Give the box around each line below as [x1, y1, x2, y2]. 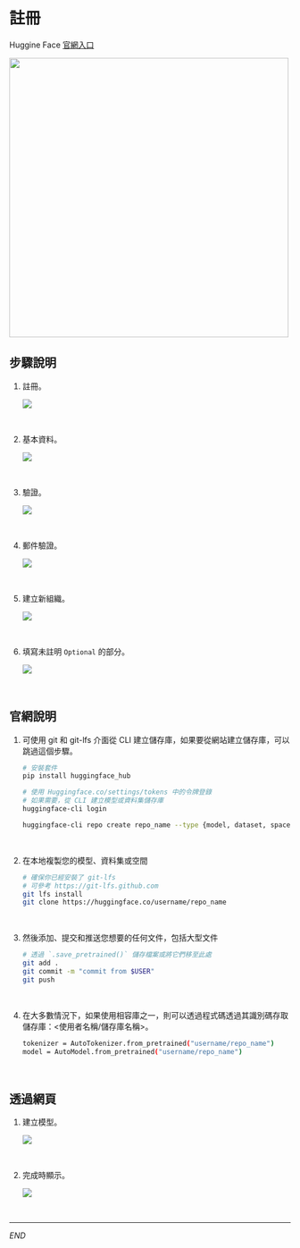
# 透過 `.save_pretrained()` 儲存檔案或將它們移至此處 [21, 950, 212, 959]
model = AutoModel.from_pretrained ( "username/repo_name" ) [21, 1047, 243, 1056]
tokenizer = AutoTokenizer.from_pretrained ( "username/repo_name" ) [21, 1039, 275, 1048]
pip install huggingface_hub [21, 772, 131, 780]
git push [21, 975, 55, 984]
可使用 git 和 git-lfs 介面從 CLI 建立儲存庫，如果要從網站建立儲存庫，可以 [21, 734, 290, 745]
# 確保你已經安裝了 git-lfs [21, 873, 116, 881]
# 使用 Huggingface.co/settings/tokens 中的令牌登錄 [21, 788, 212, 797]
